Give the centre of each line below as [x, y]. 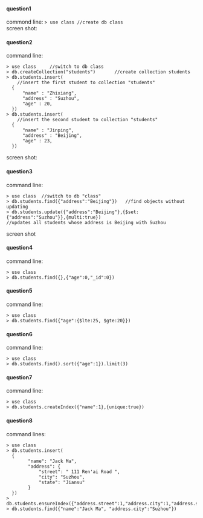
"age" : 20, [37, 104]
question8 [20, 420]
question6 [20, 334]
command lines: [26, 434]
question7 [19, 377]
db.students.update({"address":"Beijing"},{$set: [75, 212]
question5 [19, 291]
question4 [20, 248]
